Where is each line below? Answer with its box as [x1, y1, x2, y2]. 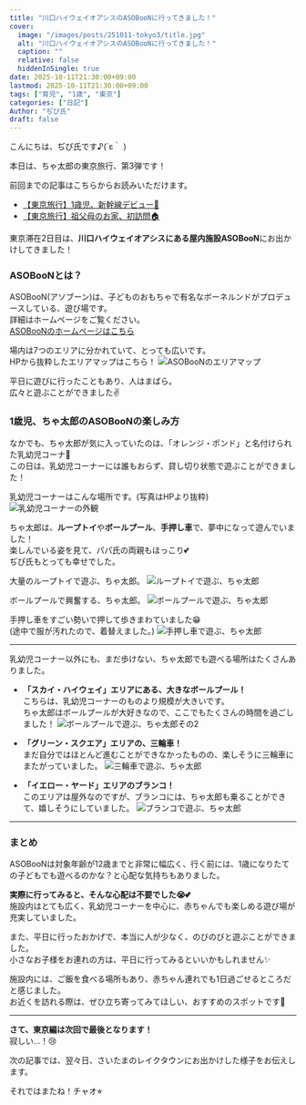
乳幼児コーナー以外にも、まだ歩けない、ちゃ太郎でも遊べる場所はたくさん [9, 653, 289, 664]
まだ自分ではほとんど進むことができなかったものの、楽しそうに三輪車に [22, 749, 294, 760]
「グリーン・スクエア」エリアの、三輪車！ [22, 737, 183, 748]
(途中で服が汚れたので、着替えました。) [9, 625, 155, 636]
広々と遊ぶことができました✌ [9, 387, 120, 398]
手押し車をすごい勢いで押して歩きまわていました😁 [9, 614, 201, 625]
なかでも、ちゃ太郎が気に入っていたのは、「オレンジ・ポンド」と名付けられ [9, 437, 292, 448]
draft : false [9, 115, 59, 124]
